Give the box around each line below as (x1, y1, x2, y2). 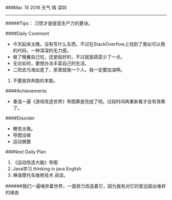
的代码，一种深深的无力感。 (12, 48, 72, 53)
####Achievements (5, 88, 47, 94)
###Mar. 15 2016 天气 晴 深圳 (5, 5, 67, 10)
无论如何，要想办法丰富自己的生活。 (12, 61, 90, 66)
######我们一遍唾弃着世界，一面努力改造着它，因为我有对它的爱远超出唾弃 (5, 183, 166, 189)
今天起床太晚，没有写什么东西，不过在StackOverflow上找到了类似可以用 (12, 41, 165, 47)
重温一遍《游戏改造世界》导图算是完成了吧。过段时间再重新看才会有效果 (12, 98, 165, 104)
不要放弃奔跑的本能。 (12, 77, 58, 84)
